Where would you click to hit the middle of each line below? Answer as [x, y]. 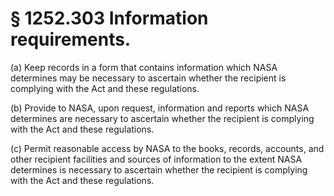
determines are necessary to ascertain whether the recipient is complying [162, 118]
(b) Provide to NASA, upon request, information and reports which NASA [160, 108]
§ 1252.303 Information [109, 18]
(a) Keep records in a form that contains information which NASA [144, 67]
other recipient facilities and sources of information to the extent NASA [156, 159]
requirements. [71, 39]
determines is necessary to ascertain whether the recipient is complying [159, 169]
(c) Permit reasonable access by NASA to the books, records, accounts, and [167, 148]
